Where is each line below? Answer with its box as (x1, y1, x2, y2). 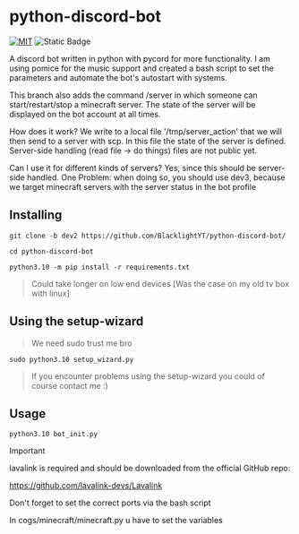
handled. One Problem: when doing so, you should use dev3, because (26, 172, 286, 183)
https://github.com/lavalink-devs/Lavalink (9, 480, 163, 491)
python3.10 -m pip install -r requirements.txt (9, 263, 191, 271)
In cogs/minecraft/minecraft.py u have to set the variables (9, 515, 224, 526)
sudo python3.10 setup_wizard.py (9, 355, 134, 364)
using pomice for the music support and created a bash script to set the (9, 63, 275, 73)
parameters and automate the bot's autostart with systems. (9, 72, 228, 82)
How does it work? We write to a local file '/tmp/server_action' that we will (9, 125, 282, 136)
